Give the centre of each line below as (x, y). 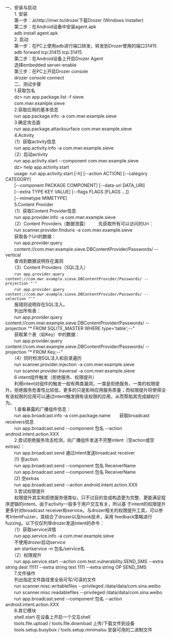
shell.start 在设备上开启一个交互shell (52, 617)
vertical (13, 255)
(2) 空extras (26, 478)
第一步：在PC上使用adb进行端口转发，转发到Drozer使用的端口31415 (85, 46)
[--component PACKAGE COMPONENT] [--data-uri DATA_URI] (79, 185)
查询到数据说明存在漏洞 (39, 261)
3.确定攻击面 (27, 122)
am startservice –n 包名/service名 (49, 549)
